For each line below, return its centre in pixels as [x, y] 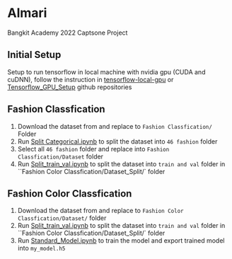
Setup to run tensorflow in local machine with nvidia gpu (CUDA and [106, 71]
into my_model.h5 [41, 248]
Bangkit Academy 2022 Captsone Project [68, 33]
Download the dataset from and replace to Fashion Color [100, 211]
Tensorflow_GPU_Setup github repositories [70, 87]
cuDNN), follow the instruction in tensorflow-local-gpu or [91, 79]
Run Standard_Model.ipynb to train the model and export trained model [121, 241]
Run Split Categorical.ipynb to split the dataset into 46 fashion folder [117, 141]
